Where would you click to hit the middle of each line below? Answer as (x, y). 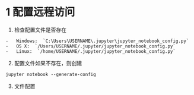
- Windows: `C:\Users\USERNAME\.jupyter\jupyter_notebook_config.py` (97, 41)
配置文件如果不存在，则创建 (48, 63)
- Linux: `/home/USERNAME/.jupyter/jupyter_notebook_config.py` (91, 51)
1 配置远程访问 (40, 12)
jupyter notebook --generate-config (51, 74)
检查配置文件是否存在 (40, 30)
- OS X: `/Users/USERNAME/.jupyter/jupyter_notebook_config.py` (91, 46)
